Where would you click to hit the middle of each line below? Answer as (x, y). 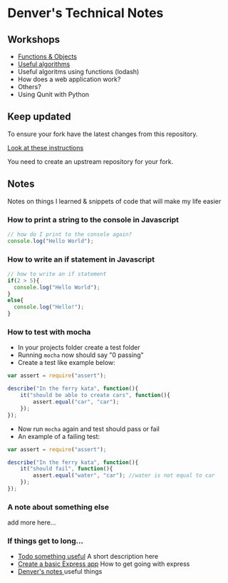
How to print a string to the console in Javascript (93, 220)
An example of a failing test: (59, 436)
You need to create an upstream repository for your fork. (90, 161)
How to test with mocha (49, 332)
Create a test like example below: (66, 363)
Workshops (34, 40)
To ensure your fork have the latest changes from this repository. (103, 134)
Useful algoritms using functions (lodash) (78, 72)
